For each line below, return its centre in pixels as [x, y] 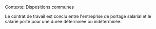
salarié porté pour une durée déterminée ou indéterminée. [63, 22]
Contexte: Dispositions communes [39, 7]
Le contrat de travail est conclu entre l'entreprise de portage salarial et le [78, 16]
